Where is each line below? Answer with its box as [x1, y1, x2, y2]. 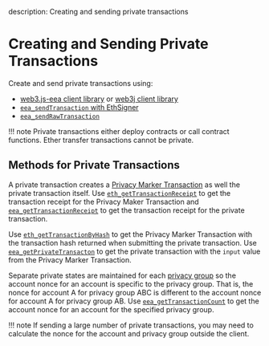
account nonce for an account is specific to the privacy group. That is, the [8, 279, 254, 288]
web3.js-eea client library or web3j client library [19, 94, 179, 104]
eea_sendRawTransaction [19, 112, 100, 120]
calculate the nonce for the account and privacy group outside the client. [8, 328, 250, 338]
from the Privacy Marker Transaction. [8, 254, 132, 264]
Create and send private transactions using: [8, 78, 153, 88]
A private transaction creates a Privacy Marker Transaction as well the [8, 180, 241, 189]
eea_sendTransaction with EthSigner [19, 102, 139, 112]
